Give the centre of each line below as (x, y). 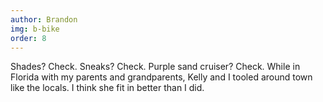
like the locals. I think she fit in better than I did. (107, 88)
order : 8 (28, 38)
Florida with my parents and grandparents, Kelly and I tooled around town (161, 77)
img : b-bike (35, 29)
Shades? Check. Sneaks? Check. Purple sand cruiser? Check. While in (155, 67)
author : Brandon (44, 19)
